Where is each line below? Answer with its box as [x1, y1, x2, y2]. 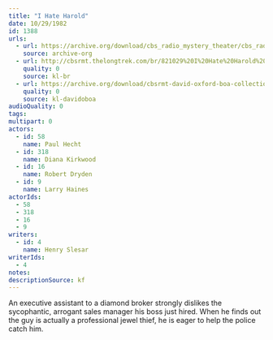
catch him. [8, 324, 44, 334]
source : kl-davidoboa [23, 95, 96, 103]
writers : [8, 230, 38, 239]
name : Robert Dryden [23, 170, 93, 179]
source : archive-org [23, 49, 93, 58]
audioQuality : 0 [8, 102, 63, 110]
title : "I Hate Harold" [8, 11, 89, 20]
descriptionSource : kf [8, 276, 85, 284]
